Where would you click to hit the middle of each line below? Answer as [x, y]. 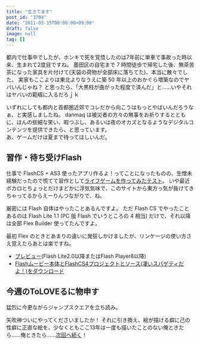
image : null [21, 34]
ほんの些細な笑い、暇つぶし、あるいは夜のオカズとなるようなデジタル [103, 122]
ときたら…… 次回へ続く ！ [57, 334]
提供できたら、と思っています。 [71, 130]
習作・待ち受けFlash [44, 158]
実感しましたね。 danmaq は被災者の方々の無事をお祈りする [96, 115]
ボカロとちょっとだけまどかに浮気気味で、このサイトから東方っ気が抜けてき [100, 188]
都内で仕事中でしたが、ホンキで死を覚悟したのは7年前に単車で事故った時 [96, 57]
